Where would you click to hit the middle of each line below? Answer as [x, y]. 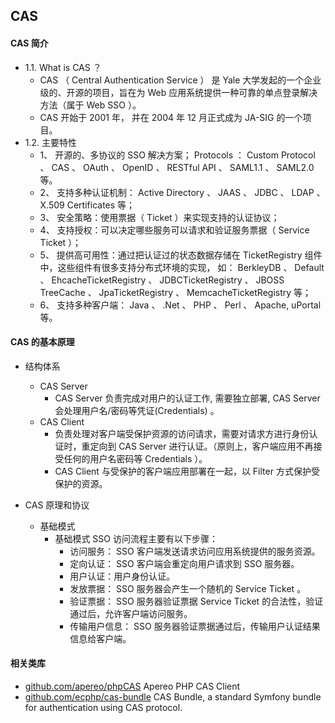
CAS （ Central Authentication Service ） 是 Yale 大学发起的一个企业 [180, 80]
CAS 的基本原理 [42, 342]
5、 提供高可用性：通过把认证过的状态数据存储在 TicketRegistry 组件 [181, 255]
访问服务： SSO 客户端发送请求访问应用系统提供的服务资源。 [195, 551]
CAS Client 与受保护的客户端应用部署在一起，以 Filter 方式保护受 [187, 471]
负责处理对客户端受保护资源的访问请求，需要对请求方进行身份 [182, 433]
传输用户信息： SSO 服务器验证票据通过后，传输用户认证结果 [195, 626]
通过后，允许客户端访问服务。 [131, 613]
